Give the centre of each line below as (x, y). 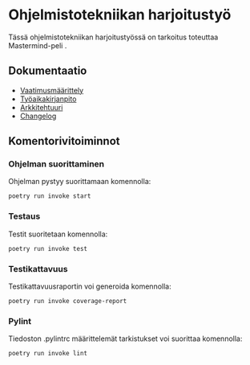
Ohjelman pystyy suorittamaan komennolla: (80, 182)
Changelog (38, 116)
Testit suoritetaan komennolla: (58, 234)
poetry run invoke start (50, 196)
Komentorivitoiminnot (64, 141)
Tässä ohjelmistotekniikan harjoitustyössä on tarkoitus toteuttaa (113, 37)
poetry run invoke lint (48, 354)
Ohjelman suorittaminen (56, 164)
